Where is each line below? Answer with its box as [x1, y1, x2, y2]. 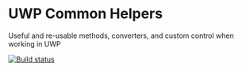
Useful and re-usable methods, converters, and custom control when [8, 31, 234, 40]
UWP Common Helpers [8, 5, 163, 23]
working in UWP [8, 39, 61, 48]
